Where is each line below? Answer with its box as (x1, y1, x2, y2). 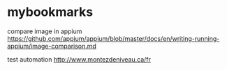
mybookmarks (7, 4, 93, 20)
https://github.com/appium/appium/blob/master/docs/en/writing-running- (7, 34, 220, 42)
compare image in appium (7, 27, 82, 35)
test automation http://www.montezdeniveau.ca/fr (7, 55, 152, 63)
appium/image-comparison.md (7, 42, 96, 50)
